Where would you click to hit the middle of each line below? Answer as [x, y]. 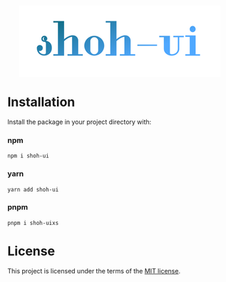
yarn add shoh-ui [33, 189]
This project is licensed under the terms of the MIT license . [94, 271]
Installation [41, 102]
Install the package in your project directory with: [79, 122]
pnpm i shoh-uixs [33, 223]
